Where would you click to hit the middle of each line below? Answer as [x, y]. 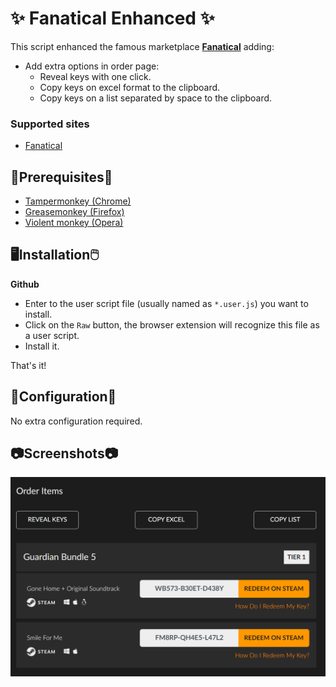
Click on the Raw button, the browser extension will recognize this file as [172, 324]
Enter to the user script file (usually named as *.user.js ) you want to [166, 303]
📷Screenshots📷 [64, 453]
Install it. [42, 346]
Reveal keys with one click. [95, 76]
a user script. [52, 335]
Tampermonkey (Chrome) [78, 201]
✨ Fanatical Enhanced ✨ [112, 18]
